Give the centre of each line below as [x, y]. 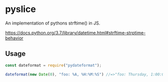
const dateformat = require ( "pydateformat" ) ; [53, 65]
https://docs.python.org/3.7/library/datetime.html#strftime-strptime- [75, 32]
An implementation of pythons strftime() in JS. [53, 23]
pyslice [21, 9]
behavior [14, 38]
